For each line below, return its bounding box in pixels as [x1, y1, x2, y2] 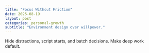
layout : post [5, 16, 32, 21]
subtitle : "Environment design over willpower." [5, 25, 105, 30]
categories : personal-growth [5, 20, 64, 26]
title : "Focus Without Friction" [5, 7, 73, 12]
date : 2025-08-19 [5, 12, 40, 16]
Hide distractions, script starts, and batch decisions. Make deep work [5, 38, 144, 44]
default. [5, 43, 21, 49]
